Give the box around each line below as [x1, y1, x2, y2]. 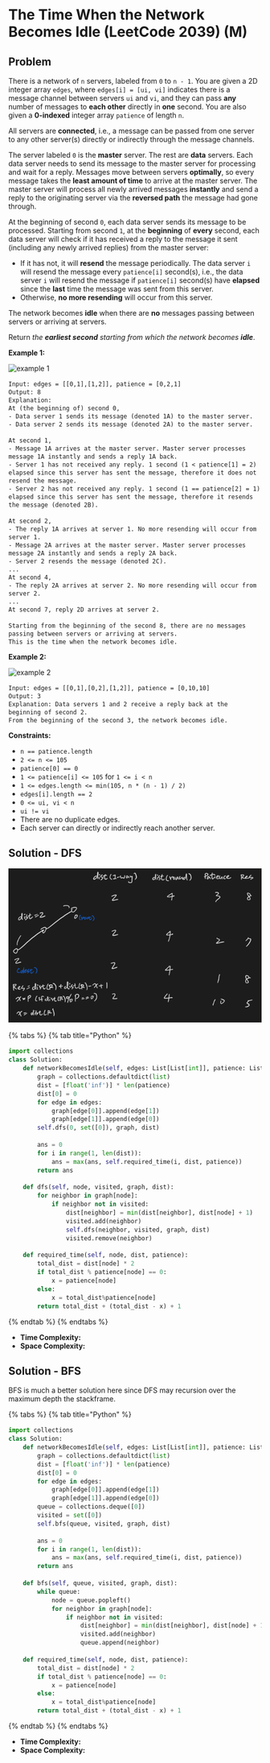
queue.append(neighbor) [80, 1639, 160, 1647]
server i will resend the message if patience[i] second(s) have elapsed [19, 275, 260, 285]
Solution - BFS [8, 1364, 82, 1378]
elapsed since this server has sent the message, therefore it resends [8, 493, 253, 501]
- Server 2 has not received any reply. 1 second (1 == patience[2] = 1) [8, 485, 261, 493]
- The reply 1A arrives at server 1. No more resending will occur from [8, 525, 257, 533]
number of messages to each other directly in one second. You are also [8, 102, 247, 111]
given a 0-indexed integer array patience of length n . [8, 110, 185, 120]
